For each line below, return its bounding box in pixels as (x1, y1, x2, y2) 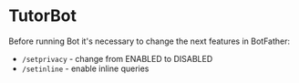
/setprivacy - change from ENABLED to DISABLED (21, 53, 213, 64)
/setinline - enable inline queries (21, 63, 149, 74)
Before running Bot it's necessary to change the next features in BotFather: (8, 36, 291, 47)
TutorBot (8, 5, 77, 26)
